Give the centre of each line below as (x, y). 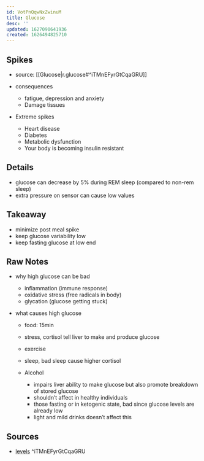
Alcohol (34, 373)
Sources (23, 436)
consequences (34, 86)
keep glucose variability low (50, 236)
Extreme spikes (35, 117)
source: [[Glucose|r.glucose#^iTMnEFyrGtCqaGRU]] (81, 74)
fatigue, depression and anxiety (64, 98)
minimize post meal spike (47, 229)
